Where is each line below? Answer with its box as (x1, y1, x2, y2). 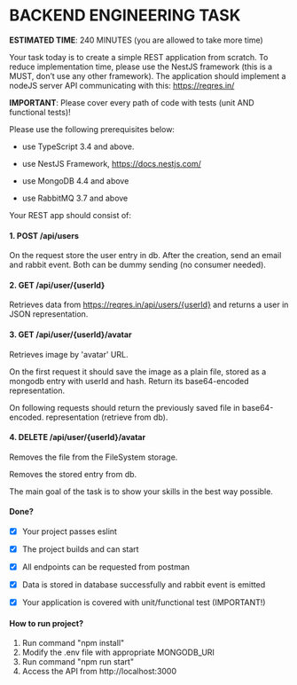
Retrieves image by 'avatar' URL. (9, 349, 129, 359)
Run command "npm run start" (21, 657, 135, 667)
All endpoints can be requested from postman (21, 562, 191, 572)
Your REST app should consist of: (9, 209, 131, 220)
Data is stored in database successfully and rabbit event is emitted (21, 579, 266, 590)
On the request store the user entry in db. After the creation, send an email (9, 250, 282, 261)
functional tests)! (9, 106, 71, 117)
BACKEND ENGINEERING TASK (9, 5, 241, 26)
